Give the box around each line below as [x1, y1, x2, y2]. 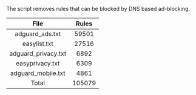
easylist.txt [22, 39, 53, 48]
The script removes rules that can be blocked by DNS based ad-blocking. [6, 5, 190, 12]
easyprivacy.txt [16, 59, 60, 67]
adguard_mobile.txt [10, 69, 66, 77]
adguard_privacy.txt [9, 50, 67, 57]
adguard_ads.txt [15, 30, 61, 38]
